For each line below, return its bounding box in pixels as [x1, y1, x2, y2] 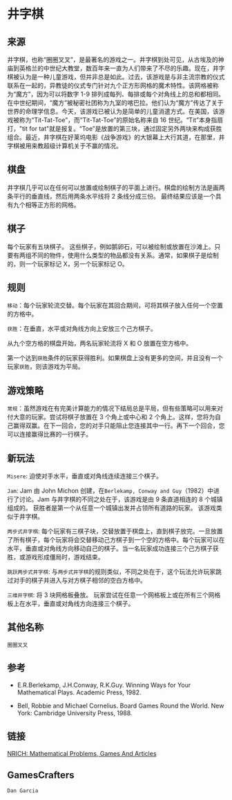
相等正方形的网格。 [25, 201, 80, 209]
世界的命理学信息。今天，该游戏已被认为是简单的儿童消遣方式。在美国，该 [7, 108, 219, 115]
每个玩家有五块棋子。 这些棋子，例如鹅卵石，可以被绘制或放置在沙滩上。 [7, 242, 215, 250]
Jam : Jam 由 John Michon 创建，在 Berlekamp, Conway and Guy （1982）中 [7, 487, 214, 495]
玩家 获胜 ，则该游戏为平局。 [7, 363, 84, 371]
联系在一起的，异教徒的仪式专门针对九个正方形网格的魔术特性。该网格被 [7, 81, 213, 90]
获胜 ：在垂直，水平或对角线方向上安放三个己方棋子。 [7, 325, 157, 333]
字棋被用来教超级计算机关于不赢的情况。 [7, 142, 122, 150]
